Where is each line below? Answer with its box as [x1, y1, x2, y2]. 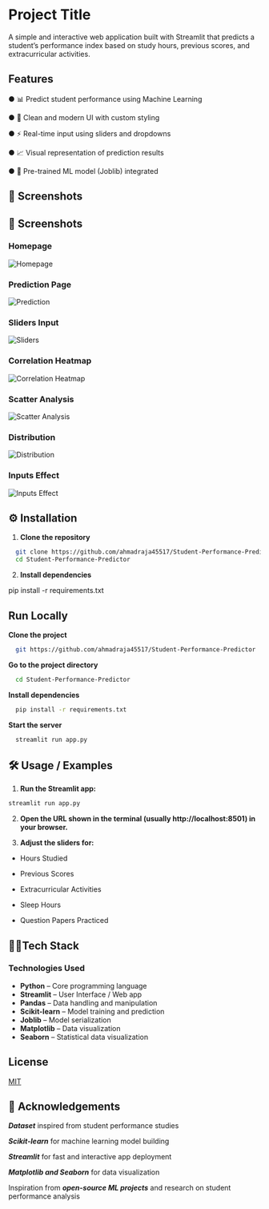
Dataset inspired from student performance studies [8, 1121, 179, 1130]
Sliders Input [8, 317, 59, 328]
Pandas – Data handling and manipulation [19, 997, 158, 1007]
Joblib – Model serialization [19, 1015, 112, 1025]
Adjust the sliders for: [19, 838, 94, 848]
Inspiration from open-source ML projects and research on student [8, 1183, 231, 1193]
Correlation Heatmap [8, 355, 92, 366]
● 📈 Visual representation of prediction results [8, 147, 164, 157]
